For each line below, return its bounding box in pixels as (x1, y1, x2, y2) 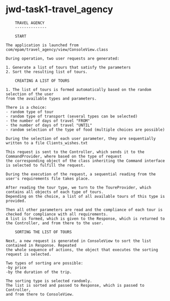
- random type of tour (6, 109, 54, 114)
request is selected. (6, 252, 52, 257)
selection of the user (6, 92, 54, 97)
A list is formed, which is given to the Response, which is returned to (6, 216, 165, 221)
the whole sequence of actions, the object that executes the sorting (6, 247, 158, 252)
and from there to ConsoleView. (6, 291, 74, 297)
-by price (6, 265, 27, 270)
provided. (6, 198, 27, 203)
